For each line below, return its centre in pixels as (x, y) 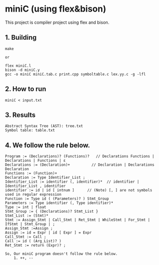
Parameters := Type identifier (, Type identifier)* (59, 203)
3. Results (20, 115)
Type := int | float (26, 207)
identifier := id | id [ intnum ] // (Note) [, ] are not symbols (79, 190)
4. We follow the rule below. (48, 145)
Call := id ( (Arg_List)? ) (33, 241)
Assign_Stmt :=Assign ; (29, 229)
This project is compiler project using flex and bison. (57, 22)
